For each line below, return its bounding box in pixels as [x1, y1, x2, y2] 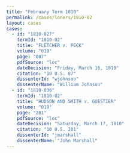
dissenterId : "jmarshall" [17, 132, 82, 139]
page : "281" [17, 110, 47, 116]
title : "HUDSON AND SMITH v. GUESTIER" [17, 98, 117, 104]
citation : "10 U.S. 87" [17, 70, 77, 76]
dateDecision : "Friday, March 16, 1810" [17, 64, 119, 71]
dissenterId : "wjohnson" [17, 76, 79, 82]
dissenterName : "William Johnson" [17, 82, 103, 88]
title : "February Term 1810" [6, 8, 79, 15]
